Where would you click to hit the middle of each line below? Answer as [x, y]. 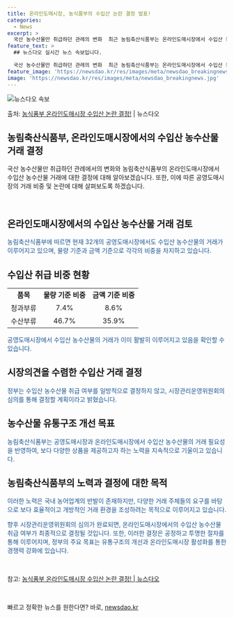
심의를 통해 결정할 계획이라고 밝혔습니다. [62, 399]
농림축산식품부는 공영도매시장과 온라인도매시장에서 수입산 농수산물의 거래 [107, 441]
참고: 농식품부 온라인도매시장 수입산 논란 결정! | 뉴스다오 [84, 579]
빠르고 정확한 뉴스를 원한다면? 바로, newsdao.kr [73, 608]
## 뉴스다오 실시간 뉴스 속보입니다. [58, 53]
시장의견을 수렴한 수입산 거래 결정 [75, 372]
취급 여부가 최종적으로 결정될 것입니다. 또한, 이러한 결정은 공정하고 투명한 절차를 [116, 533]
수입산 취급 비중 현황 [48, 275]
